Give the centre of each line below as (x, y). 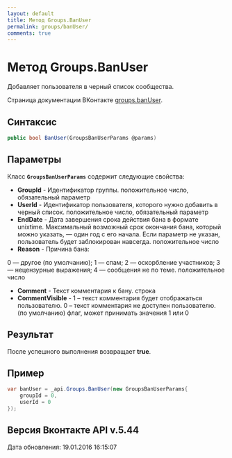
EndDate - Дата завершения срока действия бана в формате (108, 219)
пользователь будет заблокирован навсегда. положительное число (118, 241)
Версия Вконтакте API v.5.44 (73, 431)
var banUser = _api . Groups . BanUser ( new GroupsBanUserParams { (98, 389)
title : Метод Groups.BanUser (49, 20)
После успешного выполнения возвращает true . (79, 351)
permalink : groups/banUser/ (48, 26)
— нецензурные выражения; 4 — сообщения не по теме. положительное (116, 270)
